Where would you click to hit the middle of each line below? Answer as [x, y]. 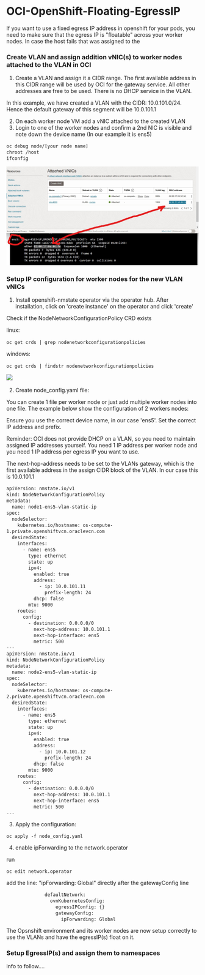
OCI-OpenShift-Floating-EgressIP [94, 11]
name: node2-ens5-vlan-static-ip [54, 672]
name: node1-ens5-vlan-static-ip [54, 507]
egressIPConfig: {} [80, 907]
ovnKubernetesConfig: [77, 901]
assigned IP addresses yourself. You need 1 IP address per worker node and [102, 445]
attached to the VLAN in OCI [49, 64]
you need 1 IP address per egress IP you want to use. [73, 452]
